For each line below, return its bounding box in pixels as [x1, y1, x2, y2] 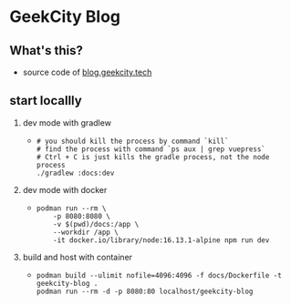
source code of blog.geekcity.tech [22, 66, 152, 77]
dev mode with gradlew [22, 117, 112, 128]
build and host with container [22, 251, 133, 262]
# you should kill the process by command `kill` [36, 137, 230, 146]
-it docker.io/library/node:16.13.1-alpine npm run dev [53, 235, 270, 245]
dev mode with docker [22, 184, 108, 195]
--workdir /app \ [53, 228, 119, 237]
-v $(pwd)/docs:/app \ [53, 219, 140, 229]
